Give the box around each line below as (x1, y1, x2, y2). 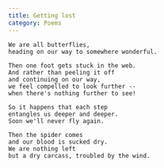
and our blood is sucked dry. (8, 138, 109, 146)
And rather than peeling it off (8, 68, 115, 76)
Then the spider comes (8, 131, 83, 139)
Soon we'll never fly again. (8, 116, 105, 125)
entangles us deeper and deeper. (8, 110, 119, 118)
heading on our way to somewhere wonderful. (8, 48, 158, 55)
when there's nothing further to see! (8, 89, 136, 97)
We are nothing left (8, 144, 77, 153)
